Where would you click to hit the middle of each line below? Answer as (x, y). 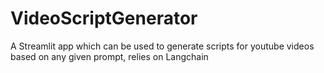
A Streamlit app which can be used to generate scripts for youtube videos (162, 46)
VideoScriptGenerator (104, 18)
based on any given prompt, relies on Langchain (109, 56)
